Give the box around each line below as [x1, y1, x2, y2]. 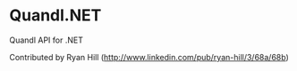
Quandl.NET [9, 5, 102, 26]
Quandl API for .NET [9, 35, 83, 45]
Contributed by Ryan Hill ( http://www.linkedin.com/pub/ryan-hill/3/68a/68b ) [9, 51, 289, 62]
